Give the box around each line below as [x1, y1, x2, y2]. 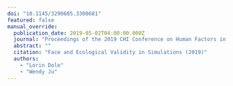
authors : [13, 55, 39, 62]
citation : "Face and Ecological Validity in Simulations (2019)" [13, 49, 208, 56]
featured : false [7, 17, 54, 24]
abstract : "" [13, 42, 52, 49]
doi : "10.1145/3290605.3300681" [7, 10, 101, 17]
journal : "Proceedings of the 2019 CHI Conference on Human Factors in [13, 36, 227, 43]
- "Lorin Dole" [20, 62, 64, 69]
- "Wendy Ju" [20, 68, 58, 75]
